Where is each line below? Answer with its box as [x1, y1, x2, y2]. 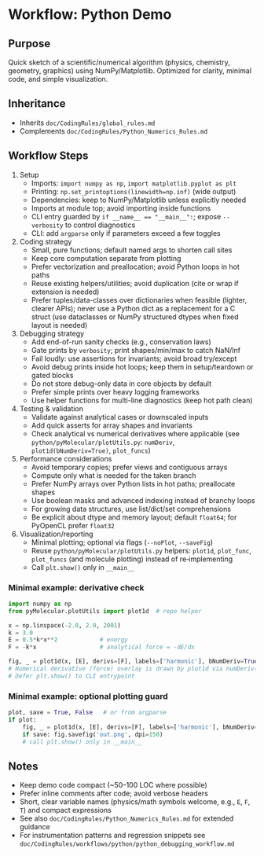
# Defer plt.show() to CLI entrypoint [8, 672, 135, 680]
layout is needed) [31, 320, 88, 329]
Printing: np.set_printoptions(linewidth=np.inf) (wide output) [31, 186, 236, 196]
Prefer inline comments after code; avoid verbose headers [19, 788, 208, 799]
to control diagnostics [64, 220, 136, 230]
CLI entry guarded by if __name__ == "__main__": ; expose [31, 211, 222, 221]
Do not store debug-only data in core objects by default [31, 379, 212, 388]
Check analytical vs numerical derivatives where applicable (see [31, 428, 240, 438]
